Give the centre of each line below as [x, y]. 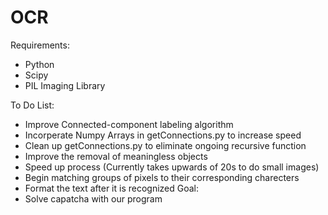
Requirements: [40, 45]
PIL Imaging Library [65, 85]
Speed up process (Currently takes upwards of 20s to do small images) [172, 167]
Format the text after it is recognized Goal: [112, 188]
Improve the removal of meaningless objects [116, 156]
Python [39, 64]
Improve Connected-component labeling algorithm [129, 124]
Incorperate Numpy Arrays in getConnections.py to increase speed [163, 135]
